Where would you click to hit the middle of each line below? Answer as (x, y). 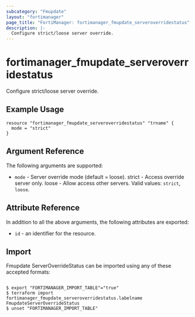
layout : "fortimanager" (35, 17)
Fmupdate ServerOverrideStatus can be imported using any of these (89, 266)
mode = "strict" (31, 128)
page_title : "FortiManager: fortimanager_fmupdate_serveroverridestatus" (98, 22)
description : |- (26, 28)
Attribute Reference (43, 208)
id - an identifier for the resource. (55, 233)
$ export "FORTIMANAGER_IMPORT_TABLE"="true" (62, 288)
